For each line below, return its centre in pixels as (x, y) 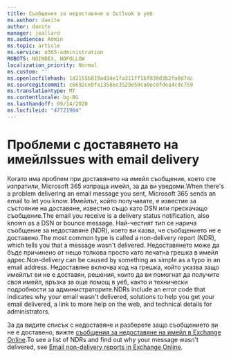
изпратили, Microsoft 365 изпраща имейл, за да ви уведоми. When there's (116, 186)
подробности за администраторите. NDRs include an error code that (106, 289)
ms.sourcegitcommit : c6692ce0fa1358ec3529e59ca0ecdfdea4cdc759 (100, 85)
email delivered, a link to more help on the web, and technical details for (110, 304)
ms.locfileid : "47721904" (44, 110)
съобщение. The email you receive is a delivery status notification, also (108, 215)
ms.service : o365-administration (55, 53)
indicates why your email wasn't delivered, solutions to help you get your (111, 296)
